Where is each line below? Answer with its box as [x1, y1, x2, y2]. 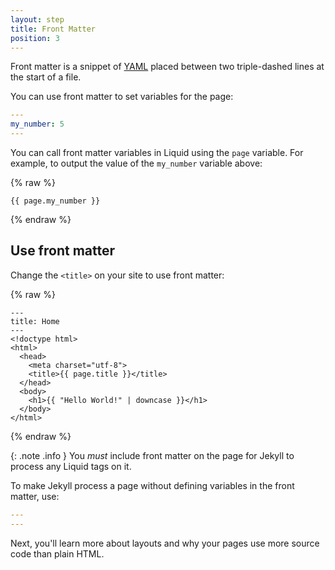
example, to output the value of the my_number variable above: [10, 157, 263, 169]
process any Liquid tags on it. [10, 460, 132, 472]
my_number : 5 [10, 119, 65, 130]
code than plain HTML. [10, 547, 105, 560]
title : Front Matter [10, 24, 97, 34]
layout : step [10, 14, 65, 25]
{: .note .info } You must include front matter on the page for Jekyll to [10, 449, 295, 461]
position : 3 [10, 33, 60, 43]
